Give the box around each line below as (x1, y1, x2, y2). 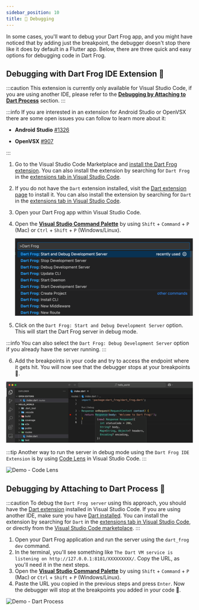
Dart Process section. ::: (6, 97, 66, 104)
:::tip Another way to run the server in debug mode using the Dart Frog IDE (6, 449, 190, 456)
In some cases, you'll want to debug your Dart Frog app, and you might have (6, 33, 193, 40)
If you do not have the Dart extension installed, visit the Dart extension (14, 185, 187, 192)
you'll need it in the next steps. (14, 561, 90, 569)
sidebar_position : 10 (6, 9, 60, 15)
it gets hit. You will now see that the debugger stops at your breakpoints (14, 363, 191, 370)
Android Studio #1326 (14, 126, 70, 133)
